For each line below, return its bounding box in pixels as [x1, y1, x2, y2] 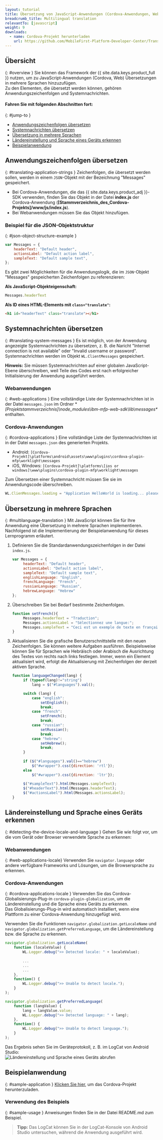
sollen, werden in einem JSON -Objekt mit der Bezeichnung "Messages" [5, 174, 146, 180]
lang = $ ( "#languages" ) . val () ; [32, 682, 95, 688]
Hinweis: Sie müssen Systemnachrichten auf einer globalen [5, 363, 125, 368]
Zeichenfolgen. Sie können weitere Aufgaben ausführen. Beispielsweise [12, 643, 156, 649]
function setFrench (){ [12, 611, 58, 616]
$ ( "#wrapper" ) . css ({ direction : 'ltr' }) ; [32, 772, 115, 777]
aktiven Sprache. [12, 664, 46, 670]
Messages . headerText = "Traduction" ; [23, 616, 99, 621]
